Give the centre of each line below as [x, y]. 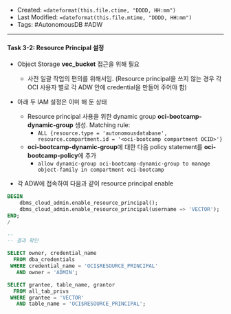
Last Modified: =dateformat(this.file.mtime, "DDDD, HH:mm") [104, 17]
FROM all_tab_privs [41, 291]
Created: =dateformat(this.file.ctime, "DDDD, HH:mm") [97, 10]
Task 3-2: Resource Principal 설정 [56, 47]
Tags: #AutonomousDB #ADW [60, 24]
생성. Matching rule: [102, 125]
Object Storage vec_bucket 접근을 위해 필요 [78, 64]
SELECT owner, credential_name [52, 254]
